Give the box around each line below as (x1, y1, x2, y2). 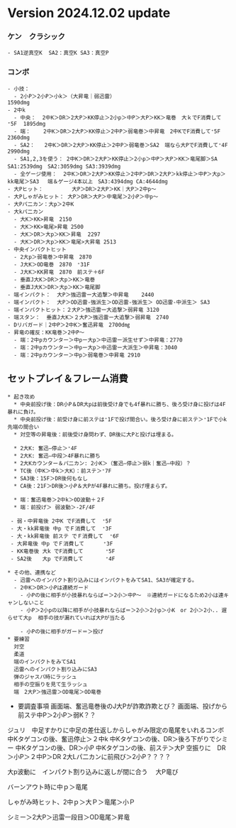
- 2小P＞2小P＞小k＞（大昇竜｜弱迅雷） (13, 92, 116, 100)
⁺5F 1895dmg (7, 120, 46, 127)
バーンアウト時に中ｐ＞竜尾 (7, 783, 89, 791)
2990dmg (7, 148, 30, 155)
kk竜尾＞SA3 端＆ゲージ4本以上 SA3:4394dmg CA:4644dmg (7, 178, 168, 185)
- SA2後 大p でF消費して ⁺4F (10, 555, 116, 562)
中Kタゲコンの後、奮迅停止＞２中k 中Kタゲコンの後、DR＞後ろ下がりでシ (7, 734, 222, 743)
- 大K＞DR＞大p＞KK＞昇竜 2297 (13, 231, 101, 238)
